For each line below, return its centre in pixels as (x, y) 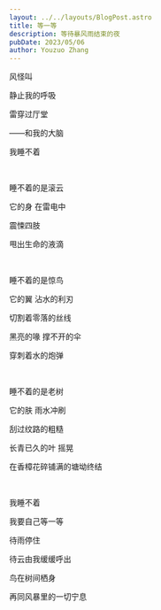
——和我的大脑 (36, 133)
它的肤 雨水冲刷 (38, 410)
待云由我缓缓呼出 (40, 560)
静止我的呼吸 (32, 96)
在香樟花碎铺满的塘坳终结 (56, 467)
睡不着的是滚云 (36, 188)
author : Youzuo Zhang (49, 50)
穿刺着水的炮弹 (36, 356)
